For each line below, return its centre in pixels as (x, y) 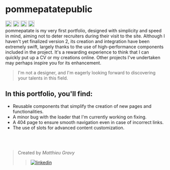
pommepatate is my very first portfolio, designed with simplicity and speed (83, 30)
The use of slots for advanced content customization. (69, 127)
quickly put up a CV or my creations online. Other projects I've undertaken (83, 57)
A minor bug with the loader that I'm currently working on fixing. (80, 117)
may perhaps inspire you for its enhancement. (53, 63)
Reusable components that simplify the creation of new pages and (82, 106)
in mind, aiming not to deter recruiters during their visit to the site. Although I (85, 36)
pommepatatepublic (49, 9)
